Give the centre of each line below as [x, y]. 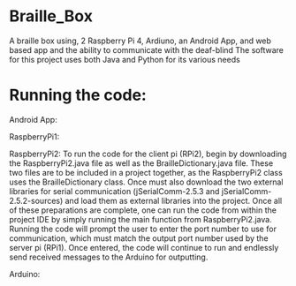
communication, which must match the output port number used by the [139, 238]
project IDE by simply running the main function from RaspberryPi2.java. [140, 219]
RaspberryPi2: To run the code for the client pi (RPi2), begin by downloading [148, 154]
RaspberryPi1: [34, 136]
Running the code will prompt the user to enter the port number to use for [143, 229]
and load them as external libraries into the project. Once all [174, 200]
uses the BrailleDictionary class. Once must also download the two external [146, 182]
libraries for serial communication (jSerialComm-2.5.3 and [114, 191]
